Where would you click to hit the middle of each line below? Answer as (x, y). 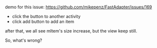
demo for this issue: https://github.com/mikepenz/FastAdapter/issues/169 (78, 7)
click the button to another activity (46, 16)
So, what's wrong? (24, 40)
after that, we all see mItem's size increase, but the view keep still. (71, 31)
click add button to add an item (43, 22)
